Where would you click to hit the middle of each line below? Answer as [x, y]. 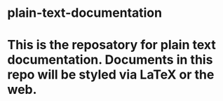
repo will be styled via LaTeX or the [111, 75]
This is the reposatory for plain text [111, 45]
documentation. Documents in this [110, 60]
